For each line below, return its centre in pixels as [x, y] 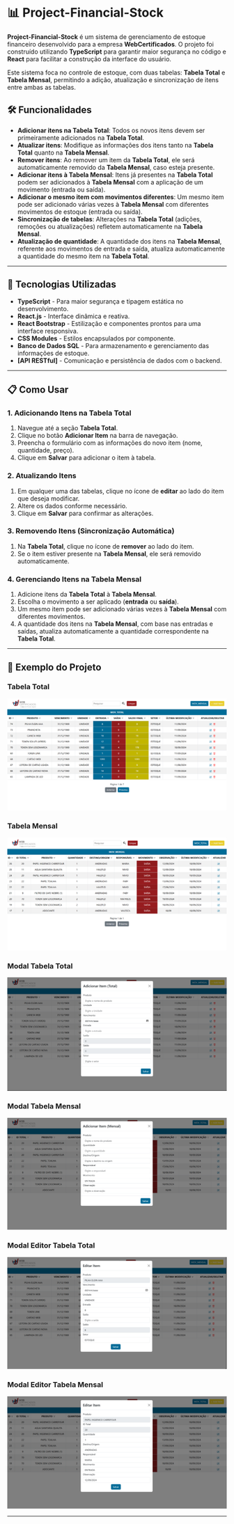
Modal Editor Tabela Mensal [55, 1385]
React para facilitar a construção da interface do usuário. [89, 58]
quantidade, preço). [46, 450]
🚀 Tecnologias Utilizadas [62, 284]
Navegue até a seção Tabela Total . [68, 428]
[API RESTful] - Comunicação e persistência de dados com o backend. [119, 360]
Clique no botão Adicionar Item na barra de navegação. [98, 436]
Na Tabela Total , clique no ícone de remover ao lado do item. [106, 546]
